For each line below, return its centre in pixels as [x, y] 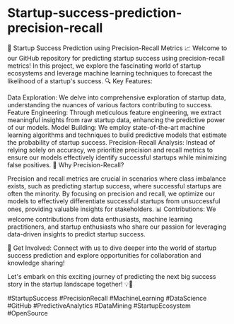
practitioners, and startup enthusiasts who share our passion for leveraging [117, 227]
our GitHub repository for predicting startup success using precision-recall [116, 58]
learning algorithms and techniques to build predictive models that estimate [117, 135]
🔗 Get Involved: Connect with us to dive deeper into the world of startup [112, 248]
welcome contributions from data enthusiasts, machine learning [100, 219]
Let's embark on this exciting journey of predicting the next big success [112, 276]
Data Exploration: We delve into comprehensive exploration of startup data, [117, 97]
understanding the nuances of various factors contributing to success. [110, 104]
